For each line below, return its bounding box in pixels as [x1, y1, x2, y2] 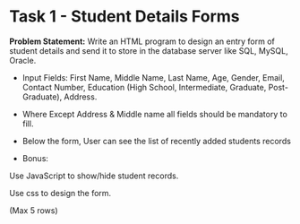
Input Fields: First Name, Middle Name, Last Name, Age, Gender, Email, [21, 72, 285, 82]
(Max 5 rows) [9, 204, 58, 216]
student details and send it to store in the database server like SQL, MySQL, [9, 45, 288, 56]
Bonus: [21, 152, 49, 163]
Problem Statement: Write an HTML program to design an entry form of [9, 36, 275, 47]
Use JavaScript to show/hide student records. [9, 170, 179, 181]
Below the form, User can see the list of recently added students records [21, 135, 291, 146]
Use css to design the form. [9, 187, 112, 198]
